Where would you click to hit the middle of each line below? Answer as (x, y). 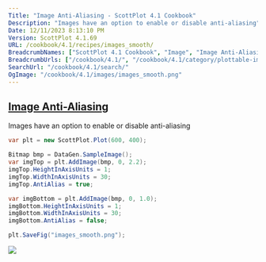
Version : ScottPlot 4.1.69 (53, 38)
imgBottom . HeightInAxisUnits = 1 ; (65, 206)
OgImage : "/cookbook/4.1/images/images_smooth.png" (95, 75)
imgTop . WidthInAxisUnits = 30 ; (60, 177)
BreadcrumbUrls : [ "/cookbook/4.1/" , (68, 60)
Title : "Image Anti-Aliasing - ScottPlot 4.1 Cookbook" (102, 15)
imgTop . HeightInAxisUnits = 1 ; (60, 170)
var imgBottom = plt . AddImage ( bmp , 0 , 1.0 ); (83, 198)
